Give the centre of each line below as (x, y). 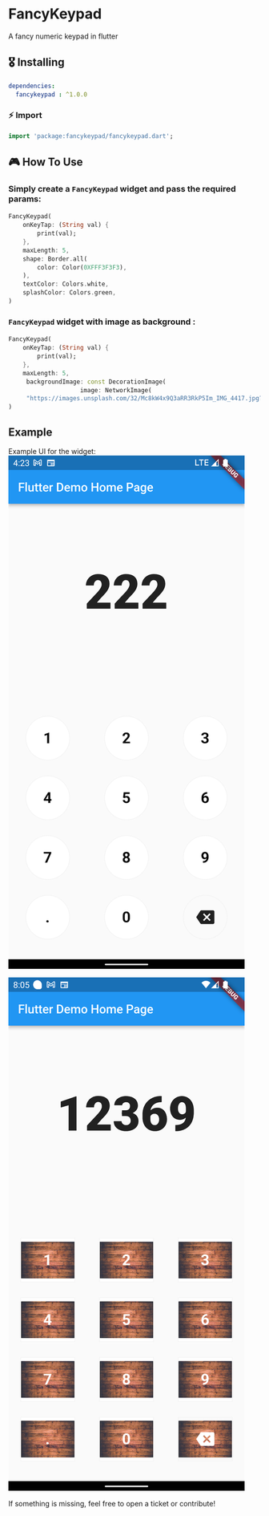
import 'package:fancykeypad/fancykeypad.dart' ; (91, 136)
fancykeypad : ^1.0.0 (52, 94)
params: (25, 199)
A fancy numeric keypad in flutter (63, 36)
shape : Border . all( (55, 259)
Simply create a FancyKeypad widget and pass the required (122, 188)
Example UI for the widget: (52, 451)
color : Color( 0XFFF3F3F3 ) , (82, 267)
